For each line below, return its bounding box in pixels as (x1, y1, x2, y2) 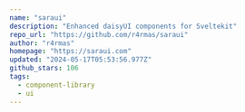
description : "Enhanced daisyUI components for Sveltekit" (9, 22, 238, 31)
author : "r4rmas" (9, 38, 75, 48)
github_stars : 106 (9, 64, 79, 73)
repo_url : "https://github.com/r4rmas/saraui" (9, 30, 189, 39)
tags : (9, 72, 30, 81)
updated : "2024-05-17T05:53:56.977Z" (9, 55, 152, 64)
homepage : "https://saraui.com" (9, 47, 132, 56)
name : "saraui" (9, 13, 67, 23)
